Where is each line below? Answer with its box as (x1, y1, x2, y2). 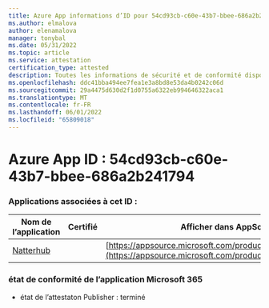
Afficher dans (179, 222, 235, 233)
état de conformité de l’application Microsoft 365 (8, 274, 203, 285)
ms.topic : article (8, 49, 70, 57)
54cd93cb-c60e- (109, 150, 229, 169)
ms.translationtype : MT (8, 94, 88, 102)
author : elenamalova (8, 26, 78, 34)
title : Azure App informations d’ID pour (8, 11, 149, 20)
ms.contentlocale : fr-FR (8, 101, 91, 109)
